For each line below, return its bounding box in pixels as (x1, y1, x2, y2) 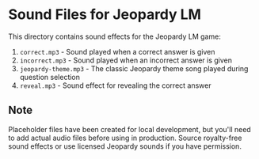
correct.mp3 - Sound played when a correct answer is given (19, 47, 215, 56)
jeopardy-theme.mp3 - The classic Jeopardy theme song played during (19, 63, 249, 73)
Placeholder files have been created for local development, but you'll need (8, 124, 251, 134)
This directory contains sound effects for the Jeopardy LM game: (8, 32, 222, 41)
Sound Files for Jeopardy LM (8, 6, 202, 24)
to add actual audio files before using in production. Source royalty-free (8, 133, 242, 142)
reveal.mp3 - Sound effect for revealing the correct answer (19, 81, 211, 90)
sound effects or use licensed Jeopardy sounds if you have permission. (8, 141, 242, 151)
